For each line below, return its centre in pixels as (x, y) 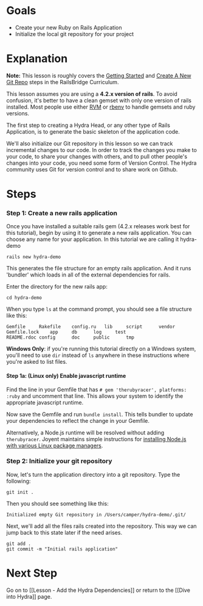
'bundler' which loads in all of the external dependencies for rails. (88, 275)
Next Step (32, 573)
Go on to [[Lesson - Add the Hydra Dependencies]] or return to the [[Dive (98, 590)
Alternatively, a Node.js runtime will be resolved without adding (85, 432)
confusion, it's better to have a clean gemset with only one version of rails (99, 100)
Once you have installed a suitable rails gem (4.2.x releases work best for (98, 226)
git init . (20, 492)
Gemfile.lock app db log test (66, 332)
